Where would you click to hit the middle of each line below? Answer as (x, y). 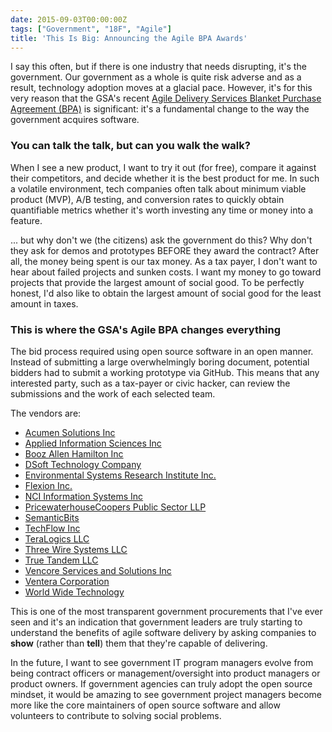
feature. (26, 220)
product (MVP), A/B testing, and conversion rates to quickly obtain (147, 199)
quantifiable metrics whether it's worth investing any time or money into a (162, 210)
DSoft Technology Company (83, 464)
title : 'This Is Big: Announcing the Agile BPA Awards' (129, 38)
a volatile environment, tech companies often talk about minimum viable (158, 188)
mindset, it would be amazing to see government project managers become (166, 694)
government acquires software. (75, 120)
